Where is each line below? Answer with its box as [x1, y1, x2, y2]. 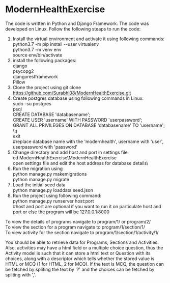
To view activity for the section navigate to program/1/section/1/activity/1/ [5, 229, 159, 235]
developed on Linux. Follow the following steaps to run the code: [5, 25, 141, 32]
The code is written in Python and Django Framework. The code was [5, 20, 149, 26]
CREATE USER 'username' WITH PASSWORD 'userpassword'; [12, 117, 143, 123]
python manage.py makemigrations [12, 171, 87, 177]
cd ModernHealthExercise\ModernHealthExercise [12, 154, 117, 161]
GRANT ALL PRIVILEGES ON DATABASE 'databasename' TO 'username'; [12, 122, 165, 128]
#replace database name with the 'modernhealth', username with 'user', [12, 138, 164, 145]
